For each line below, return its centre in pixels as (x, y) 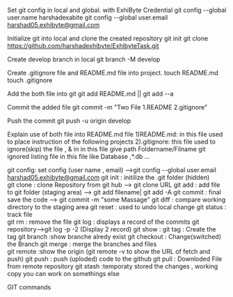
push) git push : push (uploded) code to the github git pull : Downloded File (115, 259)
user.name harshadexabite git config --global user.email (88, 17)
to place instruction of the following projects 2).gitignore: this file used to (111, 142)
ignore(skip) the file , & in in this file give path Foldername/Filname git (107, 149)
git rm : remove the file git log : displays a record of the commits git (103, 222)
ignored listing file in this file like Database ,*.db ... (79, 157)
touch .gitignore (30, 80)
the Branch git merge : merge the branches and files (82, 244)
